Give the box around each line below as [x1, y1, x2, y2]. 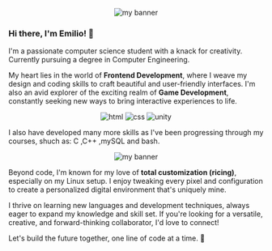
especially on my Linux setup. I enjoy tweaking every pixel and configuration [8, 177, 263, 186]
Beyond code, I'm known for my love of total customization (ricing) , [8, 168, 237, 177]
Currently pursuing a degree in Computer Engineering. [8, 55, 190, 65]
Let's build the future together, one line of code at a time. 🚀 [8, 233, 205, 243]
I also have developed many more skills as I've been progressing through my [8, 128, 264, 138]
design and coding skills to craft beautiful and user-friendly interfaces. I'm [8, 79, 256, 89]
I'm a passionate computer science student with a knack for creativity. [8, 46, 243, 56]
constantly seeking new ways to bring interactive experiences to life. [8, 96, 237, 106]
